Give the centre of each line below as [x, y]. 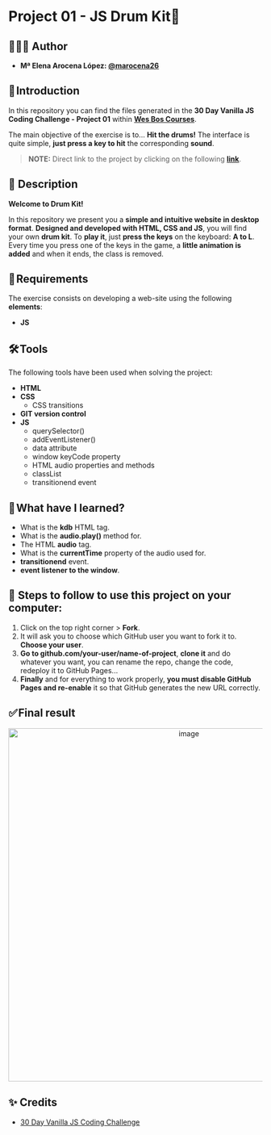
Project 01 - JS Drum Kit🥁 [94, 17]
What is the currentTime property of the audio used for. [113, 553]
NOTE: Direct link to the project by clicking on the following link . [135, 159]
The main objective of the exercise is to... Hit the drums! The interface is [129, 134]
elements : [25, 307]
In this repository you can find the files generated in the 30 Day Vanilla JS [131, 110]
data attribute [54, 448]
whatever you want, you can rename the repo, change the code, [127, 662]
